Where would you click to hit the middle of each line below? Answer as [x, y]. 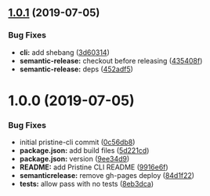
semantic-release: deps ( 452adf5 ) [76, 69]
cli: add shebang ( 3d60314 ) [64, 52]
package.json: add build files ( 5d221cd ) [84, 151]
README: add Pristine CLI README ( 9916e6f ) [94, 167]
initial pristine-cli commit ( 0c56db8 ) [77, 142]
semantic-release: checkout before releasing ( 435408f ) [111, 60]
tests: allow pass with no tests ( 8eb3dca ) [87, 184]
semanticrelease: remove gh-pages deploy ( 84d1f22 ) [107, 176]
